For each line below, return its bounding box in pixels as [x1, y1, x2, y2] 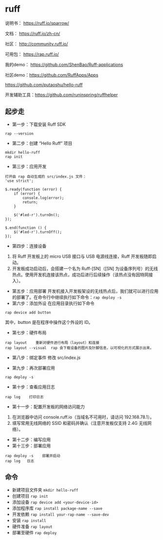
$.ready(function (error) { [5, 187, 62, 192]
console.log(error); [22, 195, 64, 200]
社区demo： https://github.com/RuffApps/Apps [5, 72, 99, 78]
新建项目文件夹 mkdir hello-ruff [12, 487, 79, 493]
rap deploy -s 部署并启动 [5, 453, 61, 458]
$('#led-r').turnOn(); [14, 212, 60, 218]
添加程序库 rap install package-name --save [12, 505, 103, 511]
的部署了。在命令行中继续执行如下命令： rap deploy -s [12, 294, 122, 300]
